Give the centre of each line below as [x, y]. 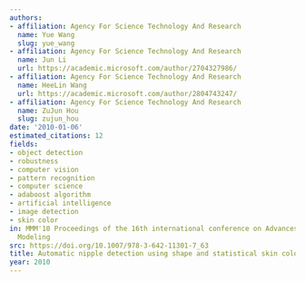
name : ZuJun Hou [48, 111]
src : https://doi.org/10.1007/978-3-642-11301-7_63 [109, 246]
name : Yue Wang [46, 34]
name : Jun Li [42, 60]
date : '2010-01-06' [46, 128]
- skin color [34, 220]
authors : [26, 18]
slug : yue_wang [46, 43]
